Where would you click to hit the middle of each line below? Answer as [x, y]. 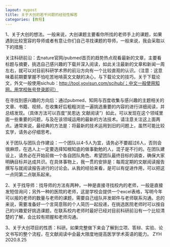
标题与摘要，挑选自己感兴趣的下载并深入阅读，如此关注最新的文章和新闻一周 [85, 64]
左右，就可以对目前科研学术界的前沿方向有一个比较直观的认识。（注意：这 [82, 70]
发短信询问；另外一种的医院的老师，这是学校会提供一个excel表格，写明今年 [84, 192]
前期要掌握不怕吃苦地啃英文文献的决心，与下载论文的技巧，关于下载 [85, 77]
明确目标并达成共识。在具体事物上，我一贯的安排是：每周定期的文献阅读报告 [85, 162]
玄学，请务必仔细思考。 [30, 132]
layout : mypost [21, 10]
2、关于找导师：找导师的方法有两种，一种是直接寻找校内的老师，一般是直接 [84, 185]
